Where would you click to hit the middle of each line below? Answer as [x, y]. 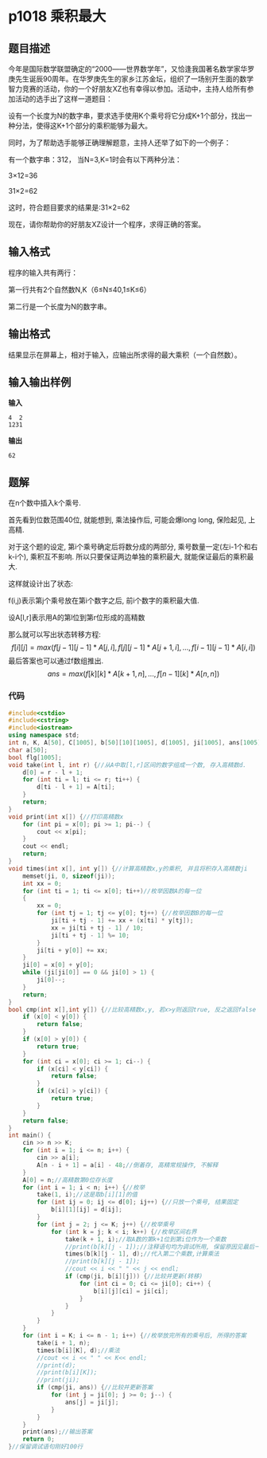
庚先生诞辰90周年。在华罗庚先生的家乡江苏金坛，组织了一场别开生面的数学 [131, 79]
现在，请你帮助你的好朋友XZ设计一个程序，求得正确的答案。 [107, 224]
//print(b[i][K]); [67, 1373]
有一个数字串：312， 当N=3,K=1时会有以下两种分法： [95, 159]
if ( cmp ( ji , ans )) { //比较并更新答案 [95, 1388]
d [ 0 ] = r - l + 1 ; [53, 772]
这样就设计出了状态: [41, 584]
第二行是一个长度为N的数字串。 [60, 306]
